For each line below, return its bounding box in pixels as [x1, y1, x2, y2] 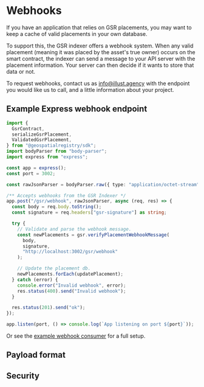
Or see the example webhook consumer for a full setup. [6, 332, 146, 340]
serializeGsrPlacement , [12, 131, 72, 138]
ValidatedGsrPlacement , [12, 137, 72, 143]
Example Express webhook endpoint [6, 104, 148, 114]
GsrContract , [12, 125, 45, 131]
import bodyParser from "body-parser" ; [6, 148, 107, 155]
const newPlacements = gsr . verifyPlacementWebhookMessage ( [17, 232, 170, 238]
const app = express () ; [6, 165, 67, 171]
